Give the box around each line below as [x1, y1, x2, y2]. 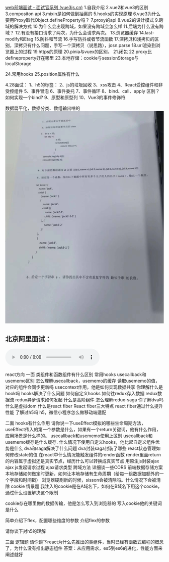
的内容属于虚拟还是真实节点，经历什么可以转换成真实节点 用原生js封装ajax [5, 458, 159, 464]
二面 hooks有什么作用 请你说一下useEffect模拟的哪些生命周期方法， [5, 420, 146, 426]
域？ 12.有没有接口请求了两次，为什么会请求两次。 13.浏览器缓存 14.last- [5, 30, 154, 35]
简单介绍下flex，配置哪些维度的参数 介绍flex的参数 [5, 518, 110, 524]
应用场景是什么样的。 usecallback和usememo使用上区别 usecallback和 [5, 433, 153, 439]
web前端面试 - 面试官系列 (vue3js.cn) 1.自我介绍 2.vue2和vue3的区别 [5, 5, 148, 10]
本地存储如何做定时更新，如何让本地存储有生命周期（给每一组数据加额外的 [5, 471, 159, 477]
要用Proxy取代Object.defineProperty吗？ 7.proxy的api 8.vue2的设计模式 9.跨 [5, 17, 163, 23]
